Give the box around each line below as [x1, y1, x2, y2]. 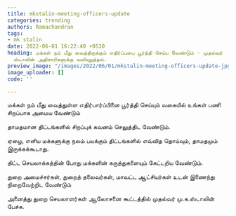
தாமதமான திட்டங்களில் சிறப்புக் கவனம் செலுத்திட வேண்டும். [7, 123, 171, 131]
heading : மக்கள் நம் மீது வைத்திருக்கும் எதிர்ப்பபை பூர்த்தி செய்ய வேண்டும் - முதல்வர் [7, 50, 223, 57]
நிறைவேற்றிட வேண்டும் [7, 180, 72, 189]
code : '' [7, 75, 33, 83]
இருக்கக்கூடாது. [7, 144, 49, 153]
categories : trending [7, 17, 71, 24]
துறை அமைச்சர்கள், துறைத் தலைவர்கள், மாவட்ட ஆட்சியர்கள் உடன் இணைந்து [7, 173, 216, 181]
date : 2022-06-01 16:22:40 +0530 [7, 43, 105, 50]
